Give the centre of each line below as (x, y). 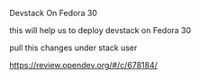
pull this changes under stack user (73, 48)
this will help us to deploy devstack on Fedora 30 (100, 30)
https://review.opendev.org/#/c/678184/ (83, 65)
